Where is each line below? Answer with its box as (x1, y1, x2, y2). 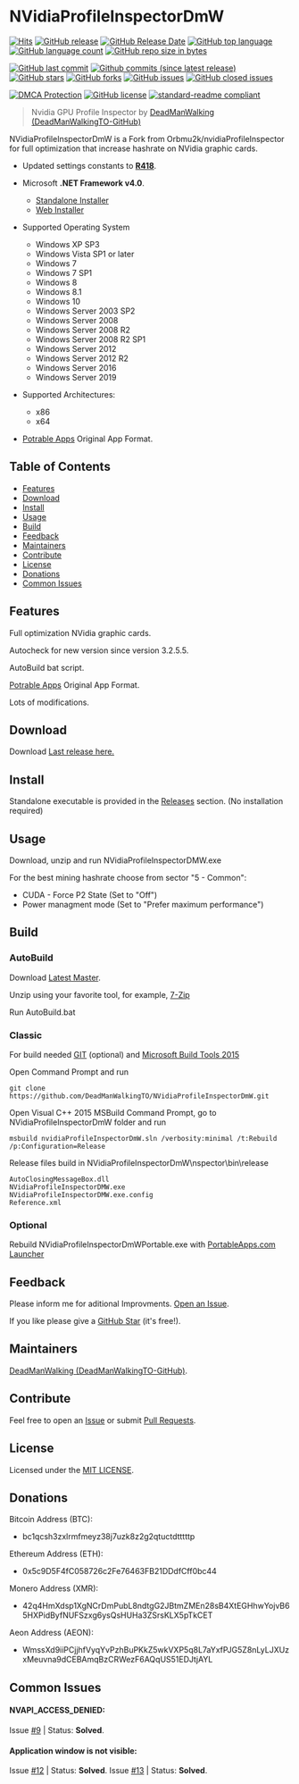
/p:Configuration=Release (9, 1142, 105, 1151)
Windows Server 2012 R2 (35, 353, 129, 364)
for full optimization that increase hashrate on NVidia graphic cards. (9, 143, 259, 154)
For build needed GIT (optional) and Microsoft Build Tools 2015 (9, 1049, 240, 1060)
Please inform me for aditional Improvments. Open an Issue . (9, 1298, 229, 1310)
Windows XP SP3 (35, 239, 100, 249)
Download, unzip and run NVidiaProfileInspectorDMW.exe (9, 855, 221, 866)
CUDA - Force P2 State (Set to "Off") (21, 890, 158, 900)
